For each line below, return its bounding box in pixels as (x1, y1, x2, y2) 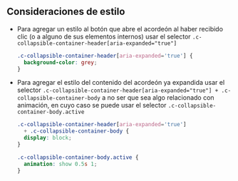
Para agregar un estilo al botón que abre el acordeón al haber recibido (16, 24, 224, 33)
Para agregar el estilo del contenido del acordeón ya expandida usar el (16, 78, 225, 87)
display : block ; (24, 135, 72, 142)
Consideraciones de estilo (6, 6, 125, 18)
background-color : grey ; (24, 58, 98, 66)
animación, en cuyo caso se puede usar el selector (16, 101, 167, 110)
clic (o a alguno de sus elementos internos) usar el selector (16, 32, 191, 41)
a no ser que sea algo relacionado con (101, 93, 214, 102)
